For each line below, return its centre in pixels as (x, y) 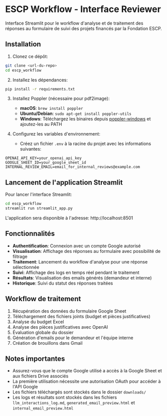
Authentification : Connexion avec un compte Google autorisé (76, 246)
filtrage (20, 256)
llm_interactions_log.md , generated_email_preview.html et (74, 403)
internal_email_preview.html (43, 408)
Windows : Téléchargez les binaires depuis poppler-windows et (85, 119)
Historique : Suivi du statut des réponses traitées (63, 283)
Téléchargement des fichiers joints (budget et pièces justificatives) (81, 316)
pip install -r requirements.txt (40, 89)
